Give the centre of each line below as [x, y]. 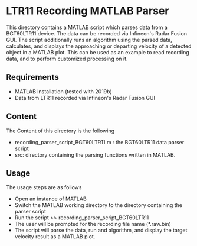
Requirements [32, 77]
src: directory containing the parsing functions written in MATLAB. [95, 154]
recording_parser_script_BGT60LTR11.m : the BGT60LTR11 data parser [99, 142]
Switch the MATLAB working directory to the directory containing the [98, 205]
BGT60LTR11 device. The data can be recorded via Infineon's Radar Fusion [97, 33]
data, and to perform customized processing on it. [67, 59]
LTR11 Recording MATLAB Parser [88, 11]
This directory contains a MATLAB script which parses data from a [87, 27]
